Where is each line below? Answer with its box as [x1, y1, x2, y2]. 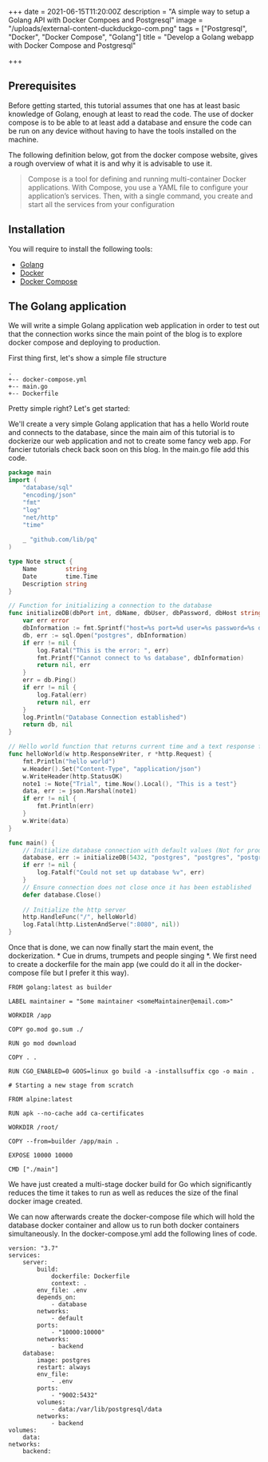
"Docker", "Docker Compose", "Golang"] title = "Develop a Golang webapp [8, 32, 254, 42]
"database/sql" [22, 484, 73, 492]
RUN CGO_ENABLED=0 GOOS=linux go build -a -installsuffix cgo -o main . [8, 1068, 255, 1076]
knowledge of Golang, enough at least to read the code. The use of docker [8, 109, 254, 118]
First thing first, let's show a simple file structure [8, 354, 167, 363]
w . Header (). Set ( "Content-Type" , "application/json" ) [22, 765, 202, 773]
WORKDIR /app [8, 1012, 52, 1020]
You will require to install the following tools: [8, 244, 153, 254]
